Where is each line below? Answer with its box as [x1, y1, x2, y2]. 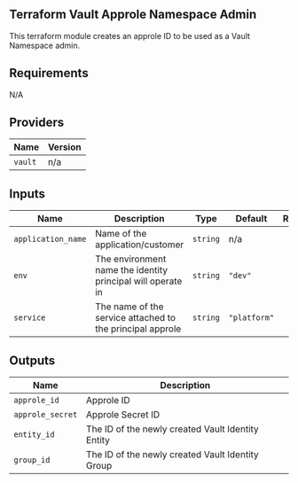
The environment [94, 253, 167, 265]
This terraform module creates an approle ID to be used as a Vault [9, 30, 251, 41]
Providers [9, 115, 65, 130]
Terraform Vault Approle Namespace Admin [9, 7, 257, 22]
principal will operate [94, 275, 183, 287]
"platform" [228, 313, 275, 323]
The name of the [94, 300, 164, 313]
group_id [13, 456, 51, 465]
